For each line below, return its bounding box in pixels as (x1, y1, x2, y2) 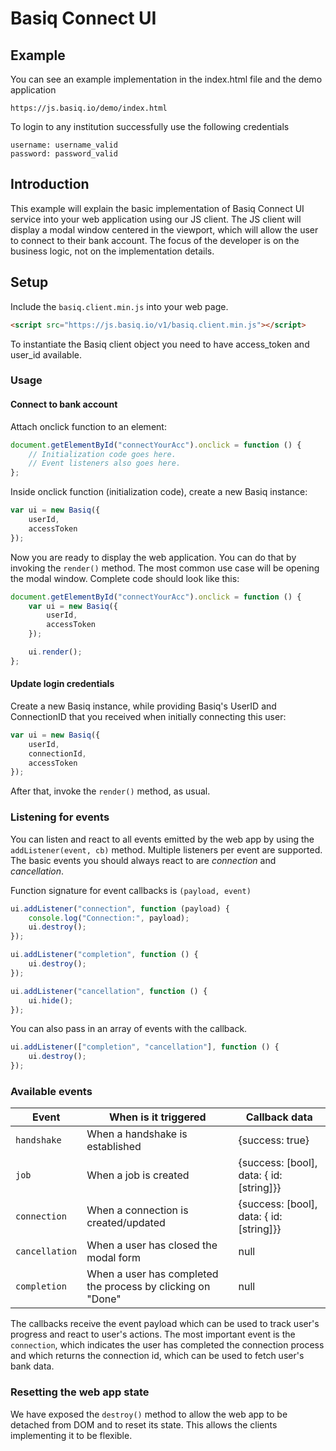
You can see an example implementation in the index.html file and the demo (10, 73, 323, 85)
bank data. (10, 1360, 55, 1372)
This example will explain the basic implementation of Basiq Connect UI (10, 202, 305, 214)
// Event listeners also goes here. (28, 458, 182, 469)
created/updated (86, 1216, 166, 1230)
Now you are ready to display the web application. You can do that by (10, 551, 297, 563)
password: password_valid (10, 149, 118, 159)
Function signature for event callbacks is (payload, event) (10, 884, 252, 896)
